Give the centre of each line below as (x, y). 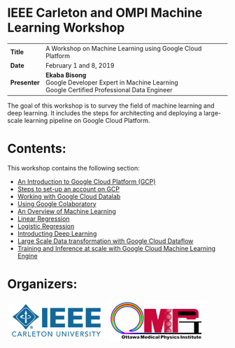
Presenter (25, 82)
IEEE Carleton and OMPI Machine (105, 13)
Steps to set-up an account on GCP (69, 189)
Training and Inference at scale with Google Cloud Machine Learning (116, 248)
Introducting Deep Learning (57, 233)
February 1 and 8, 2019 (80, 65)
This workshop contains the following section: (73, 168)
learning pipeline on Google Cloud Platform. (87, 120)
